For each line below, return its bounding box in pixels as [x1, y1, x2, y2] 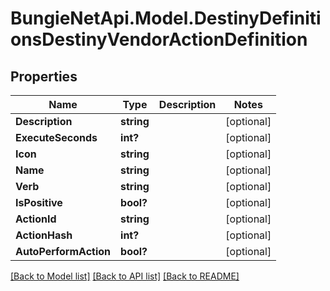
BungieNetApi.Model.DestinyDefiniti [10, 7, 322, 30]
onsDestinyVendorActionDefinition [10, 28, 308, 51]
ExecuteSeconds [15, 131, 98, 144]
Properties [10, 68, 78, 85]
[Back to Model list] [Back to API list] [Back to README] [10, 270, 240, 282]
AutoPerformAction [15, 245, 112, 258]
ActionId [15, 212, 57, 226]
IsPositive [15, 196, 63, 209]
